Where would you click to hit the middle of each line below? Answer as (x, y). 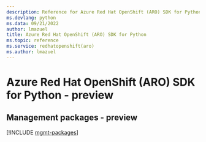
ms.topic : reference (33, 40)
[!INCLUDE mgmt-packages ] (42, 132)
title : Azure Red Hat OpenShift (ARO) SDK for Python (77, 35)
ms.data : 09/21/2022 (33, 23)
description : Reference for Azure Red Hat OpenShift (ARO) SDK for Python (104, 12)
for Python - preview (60, 95)
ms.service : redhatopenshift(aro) (51, 47)
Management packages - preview (72, 118)
